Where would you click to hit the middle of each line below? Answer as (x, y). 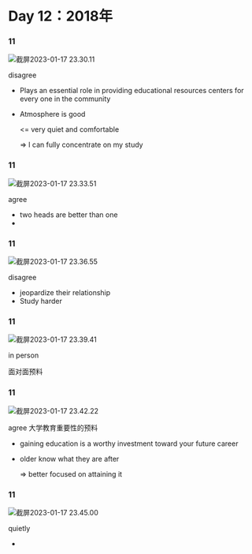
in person (24, 355)
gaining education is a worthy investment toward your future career (129, 444)
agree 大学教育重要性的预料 (53, 428)
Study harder (41, 301)
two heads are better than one (69, 215)
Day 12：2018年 (61, 16)
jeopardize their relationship (65, 293)
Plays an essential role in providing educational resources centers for (132, 91)
